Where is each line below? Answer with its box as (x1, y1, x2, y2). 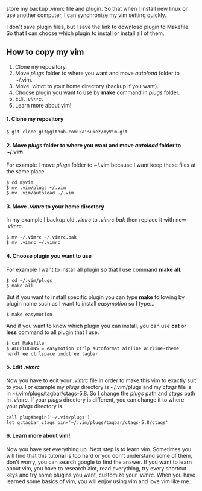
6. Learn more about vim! (6, 432, 71, 440)
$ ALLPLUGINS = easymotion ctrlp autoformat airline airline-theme (6, 345, 180, 351)
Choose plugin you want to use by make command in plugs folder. (14, 89, 180, 96)
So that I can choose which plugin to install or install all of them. (6, 30, 165, 37)
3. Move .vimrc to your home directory (6, 202, 104, 210)
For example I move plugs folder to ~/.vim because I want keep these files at (6, 161, 196, 168)
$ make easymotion (6, 311, 52, 318)
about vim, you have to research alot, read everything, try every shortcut (6, 465, 187, 472)
